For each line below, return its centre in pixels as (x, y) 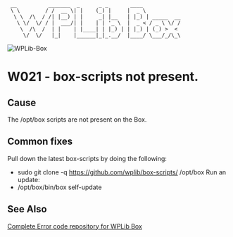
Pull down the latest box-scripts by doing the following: (87, 158)
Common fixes (40, 142)
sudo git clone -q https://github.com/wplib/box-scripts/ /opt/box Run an (122, 172)
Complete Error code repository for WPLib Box (75, 226)
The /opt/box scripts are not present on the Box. (77, 120)
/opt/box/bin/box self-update (59, 187)
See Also (27, 209)
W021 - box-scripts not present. (103, 77)
